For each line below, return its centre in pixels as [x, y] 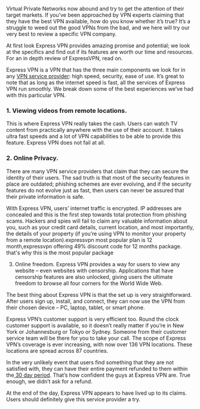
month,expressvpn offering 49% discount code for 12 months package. [94, 246]
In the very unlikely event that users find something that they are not [90, 362]
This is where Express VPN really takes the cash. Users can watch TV [92, 124]
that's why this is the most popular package [60, 253]
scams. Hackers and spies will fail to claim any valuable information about [97, 221]
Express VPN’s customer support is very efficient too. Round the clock [93, 319]
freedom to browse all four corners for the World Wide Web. [89, 283]
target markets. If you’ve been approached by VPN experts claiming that [95, 15]
